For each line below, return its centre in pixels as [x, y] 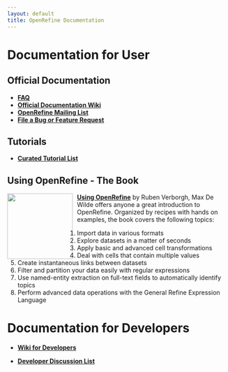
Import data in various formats [120, 233]
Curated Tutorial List [48, 159]
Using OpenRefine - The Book [73, 180]
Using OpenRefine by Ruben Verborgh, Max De [145, 197]
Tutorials [27, 142]
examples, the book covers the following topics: [146, 220]
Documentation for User [78, 55]
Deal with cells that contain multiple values [138, 255]
